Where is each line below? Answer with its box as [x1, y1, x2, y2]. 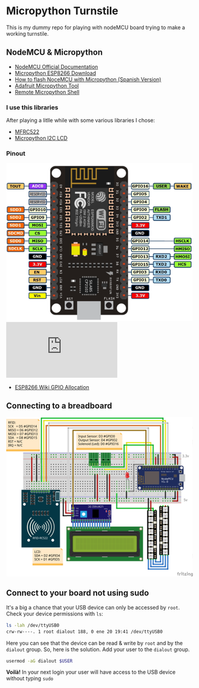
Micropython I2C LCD [14, 135, 68, 142]
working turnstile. [6, 30, 49, 37]
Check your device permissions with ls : [6, 610, 104, 617]
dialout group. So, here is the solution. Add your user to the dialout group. [6, 646, 190, 653]
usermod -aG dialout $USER [6, 658, 73, 664]
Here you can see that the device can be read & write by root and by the [6, 639, 183, 646]
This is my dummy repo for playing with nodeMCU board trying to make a [6, 24, 185, 31]
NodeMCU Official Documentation [14, 63, 98, 70]
